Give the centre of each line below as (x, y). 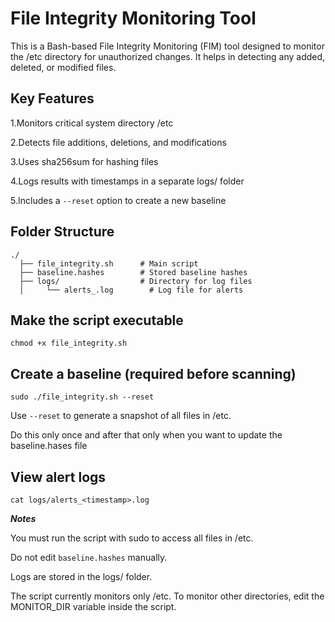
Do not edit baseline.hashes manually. (89, 557)
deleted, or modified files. (63, 67)
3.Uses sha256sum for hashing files (84, 161)
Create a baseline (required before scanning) (153, 373)
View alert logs (58, 477)
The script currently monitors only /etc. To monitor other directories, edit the (167, 596)
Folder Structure (62, 232)
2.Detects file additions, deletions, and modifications (118, 142)
